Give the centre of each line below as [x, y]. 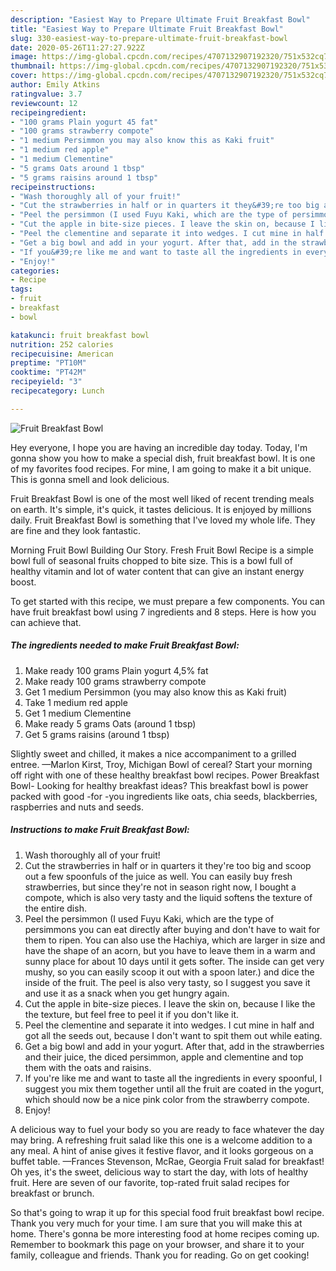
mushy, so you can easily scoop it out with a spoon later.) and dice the [169, 972]
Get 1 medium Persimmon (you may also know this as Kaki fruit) [155, 692]
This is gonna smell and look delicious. [90, 479]
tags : [21, 289]
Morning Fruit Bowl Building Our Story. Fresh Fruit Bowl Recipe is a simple [162, 550]
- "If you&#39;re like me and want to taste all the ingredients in [156, 252]
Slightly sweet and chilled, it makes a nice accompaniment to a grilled [153, 753]
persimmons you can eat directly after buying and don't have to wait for [172, 929]
